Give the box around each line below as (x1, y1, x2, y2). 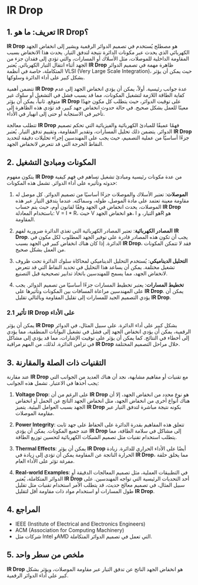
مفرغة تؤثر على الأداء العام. (15, 457, 75, 464)
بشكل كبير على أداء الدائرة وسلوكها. (6, 74, 85, 81)
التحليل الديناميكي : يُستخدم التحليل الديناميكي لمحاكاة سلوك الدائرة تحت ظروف (15, 257, 188, 264)
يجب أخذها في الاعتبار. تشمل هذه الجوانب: (6, 379, 99, 386)
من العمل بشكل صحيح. (15, 245, 66, 253)
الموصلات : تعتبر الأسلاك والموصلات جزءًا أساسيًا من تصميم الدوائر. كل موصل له (15, 191, 188, 198)
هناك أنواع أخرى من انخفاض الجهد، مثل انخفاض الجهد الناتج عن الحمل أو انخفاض (15, 397, 190, 404)
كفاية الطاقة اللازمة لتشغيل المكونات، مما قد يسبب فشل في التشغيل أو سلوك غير (6, 92, 185, 98)
